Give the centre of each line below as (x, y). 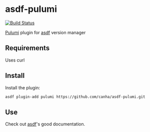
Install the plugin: (23, 87)
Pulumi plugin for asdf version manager (45, 32)
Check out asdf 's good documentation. (45, 124)
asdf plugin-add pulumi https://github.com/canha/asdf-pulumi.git (75, 97)
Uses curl (15, 60)
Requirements (27, 48)
